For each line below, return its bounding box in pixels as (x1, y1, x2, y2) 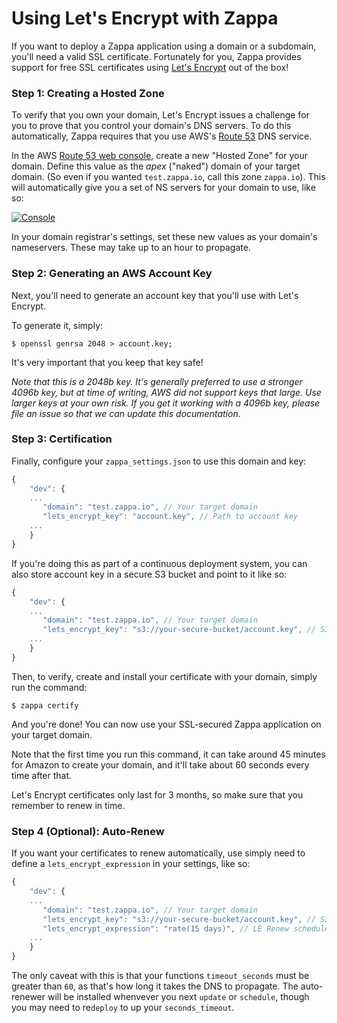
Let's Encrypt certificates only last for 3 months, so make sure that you (11, 788, 304, 801)
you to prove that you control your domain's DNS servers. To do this (11, 120, 292, 132)
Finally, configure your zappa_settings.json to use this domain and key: (11, 455, 307, 467)
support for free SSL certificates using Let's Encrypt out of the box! (11, 61, 289, 73)
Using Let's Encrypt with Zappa (11, 7, 279, 30)
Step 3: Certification (11, 432, 113, 446)
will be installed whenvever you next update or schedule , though (47, 991, 310, 1002)
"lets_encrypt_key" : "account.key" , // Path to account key (42, 512, 299, 522)
